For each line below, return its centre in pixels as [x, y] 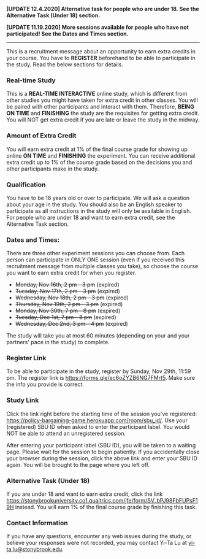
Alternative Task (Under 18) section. [53, 15]
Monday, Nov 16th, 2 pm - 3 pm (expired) [67, 285]
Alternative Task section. [38, 224]
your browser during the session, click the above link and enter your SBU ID [102, 458]
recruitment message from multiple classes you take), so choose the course [102, 266]
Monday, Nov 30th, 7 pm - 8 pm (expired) [68, 311]
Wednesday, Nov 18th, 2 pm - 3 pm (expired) [72, 298]
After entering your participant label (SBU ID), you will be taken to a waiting [101, 445]
